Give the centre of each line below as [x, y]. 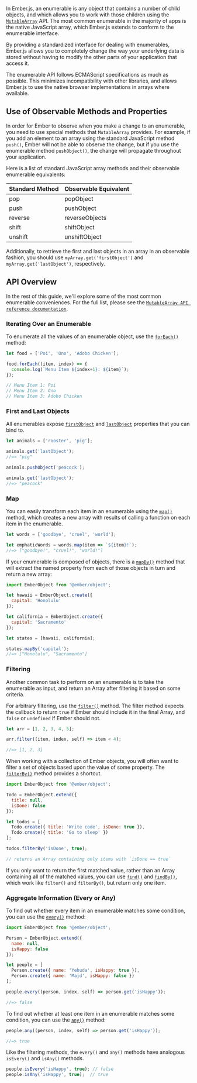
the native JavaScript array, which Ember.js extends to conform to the [90, 27]
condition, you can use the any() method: [56, 1020]
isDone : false [28, 806]
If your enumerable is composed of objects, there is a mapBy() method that [96, 562]
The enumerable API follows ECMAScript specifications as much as [87, 75]
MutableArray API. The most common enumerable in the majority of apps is [96, 21]
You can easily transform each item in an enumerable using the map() [89, 511]
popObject [79, 198]
